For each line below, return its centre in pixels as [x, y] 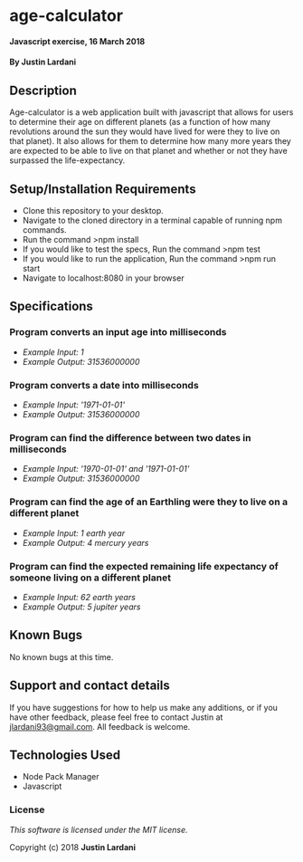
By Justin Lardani [43, 62]
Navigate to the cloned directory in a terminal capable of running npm [152, 220]
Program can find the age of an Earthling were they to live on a [148, 502]
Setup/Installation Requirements [103, 189]
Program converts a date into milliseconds [104, 385]
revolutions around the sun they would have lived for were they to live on [145, 131]
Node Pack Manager [61, 777]
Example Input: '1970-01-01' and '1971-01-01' [106, 469]
